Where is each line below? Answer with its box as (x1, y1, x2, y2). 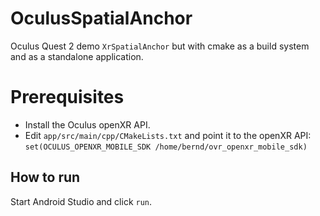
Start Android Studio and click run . (10, 195, 153, 207)
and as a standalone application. (10, 50, 144, 62)
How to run (10, 169, 81, 186)
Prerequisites (10, 86, 125, 109)
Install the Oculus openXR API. (24, 118, 151, 131)
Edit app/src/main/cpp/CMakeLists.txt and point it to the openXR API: (24, 129, 312, 141)
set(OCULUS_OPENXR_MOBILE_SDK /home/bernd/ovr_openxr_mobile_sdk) (24, 142, 308, 152)
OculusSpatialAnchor (10, 7, 193, 30)
